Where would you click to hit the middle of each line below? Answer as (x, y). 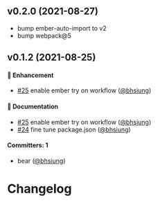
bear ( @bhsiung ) (41, 161)
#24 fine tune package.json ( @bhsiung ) (74, 129)
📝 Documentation (33, 106)
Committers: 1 (28, 145)
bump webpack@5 (44, 35)
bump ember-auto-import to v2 (62, 28)
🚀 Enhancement (30, 75)
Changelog (39, 189)
